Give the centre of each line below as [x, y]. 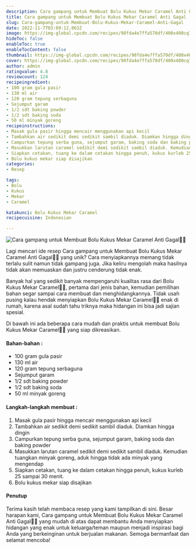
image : [14, 33]
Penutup [17, 496]
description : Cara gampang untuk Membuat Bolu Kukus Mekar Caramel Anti [96, 11]
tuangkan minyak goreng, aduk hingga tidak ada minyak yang [88, 457]
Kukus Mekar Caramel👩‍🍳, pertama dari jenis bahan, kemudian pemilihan [93, 287]
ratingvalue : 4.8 [27, 72]
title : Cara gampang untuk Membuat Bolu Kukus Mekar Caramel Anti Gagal [96, 17]
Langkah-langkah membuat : [42, 407]
